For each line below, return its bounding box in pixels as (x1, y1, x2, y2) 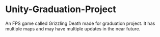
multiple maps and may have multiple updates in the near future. (5, 25, 141, 31)
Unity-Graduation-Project (5, 4, 116, 15)
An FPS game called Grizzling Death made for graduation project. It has (5, 20, 155, 26)
